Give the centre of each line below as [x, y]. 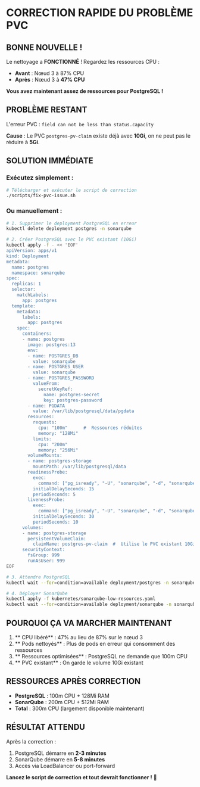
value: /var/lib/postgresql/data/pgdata [83, 411]
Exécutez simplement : [40, 178]
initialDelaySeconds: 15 [63, 489]
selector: [24, 290]
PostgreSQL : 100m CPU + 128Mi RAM [62, 696]
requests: [45, 422]
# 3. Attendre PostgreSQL [38, 577]
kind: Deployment [28, 256]
